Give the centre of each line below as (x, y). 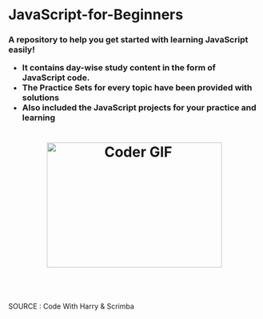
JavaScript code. (56, 78)
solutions (41, 98)
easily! (22, 50)
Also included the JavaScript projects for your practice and (139, 108)
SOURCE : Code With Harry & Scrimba (71, 306)
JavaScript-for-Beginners (96, 15)
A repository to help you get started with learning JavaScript (128, 40)
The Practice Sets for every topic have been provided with (137, 88)
